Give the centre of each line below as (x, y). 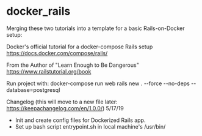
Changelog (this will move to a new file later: (62, 102)
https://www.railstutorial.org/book (49, 71)
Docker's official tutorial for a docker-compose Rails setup (80, 47)
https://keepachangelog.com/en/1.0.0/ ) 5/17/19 (65, 108)
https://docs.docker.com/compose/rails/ (57, 53)
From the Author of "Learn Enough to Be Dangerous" (73, 65)
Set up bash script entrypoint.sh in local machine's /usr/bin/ (90, 126)
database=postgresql (33, 89)
